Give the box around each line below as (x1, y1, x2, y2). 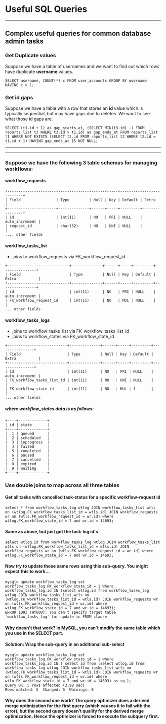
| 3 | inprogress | (5, 440, 50, 445)
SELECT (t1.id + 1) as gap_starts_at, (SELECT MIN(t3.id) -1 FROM (5, 125, 145, 130)
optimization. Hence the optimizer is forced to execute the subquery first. (5, 714, 160, 720)
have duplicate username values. (5, 69, 73, 74)
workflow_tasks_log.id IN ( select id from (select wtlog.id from (5, 661, 145, 666)
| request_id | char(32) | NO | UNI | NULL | (5, 223, 142, 229)
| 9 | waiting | (5, 466, 50, 471)
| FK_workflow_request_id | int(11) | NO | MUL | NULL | (5, 298, 156, 303)
